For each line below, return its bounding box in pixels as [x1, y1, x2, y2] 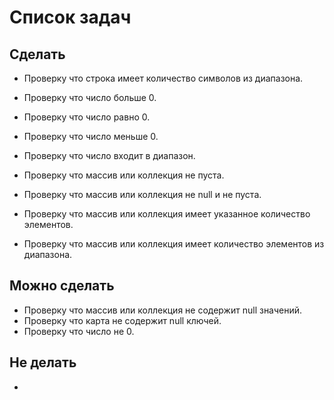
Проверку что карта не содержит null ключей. [23, 314, 222, 326]
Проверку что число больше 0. [23, 92, 157, 103]
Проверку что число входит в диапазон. [23, 150, 196, 161]
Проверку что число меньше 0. [23, 131, 159, 142]
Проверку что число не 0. [23, 325, 135, 337]
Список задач [9, 6, 132, 29]
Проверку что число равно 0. [23, 111, 151, 123]
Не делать [9, 354, 77, 371]
